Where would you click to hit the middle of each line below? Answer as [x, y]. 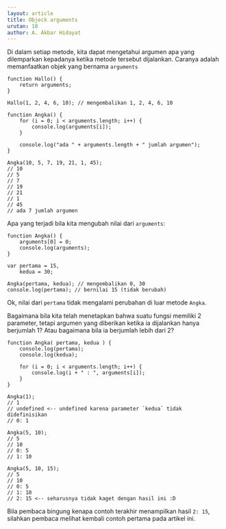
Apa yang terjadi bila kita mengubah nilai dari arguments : [86, 224]
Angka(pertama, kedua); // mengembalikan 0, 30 [76, 284]
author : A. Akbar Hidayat [44, 33]
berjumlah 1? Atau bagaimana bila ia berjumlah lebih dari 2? [91, 331]
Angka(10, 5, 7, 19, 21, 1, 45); [55, 163]
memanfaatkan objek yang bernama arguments [73, 66]
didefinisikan [27, 415]
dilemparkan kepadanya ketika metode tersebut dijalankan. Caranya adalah [113, 60]
